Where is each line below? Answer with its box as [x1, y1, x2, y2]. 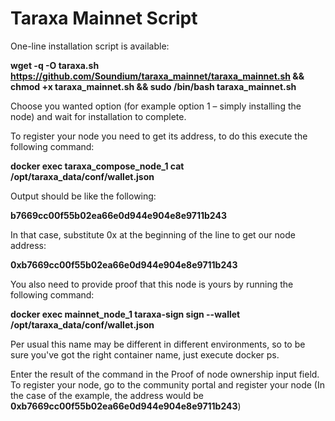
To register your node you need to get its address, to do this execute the [10, 130, 308, 142]
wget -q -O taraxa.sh [10, 59, 100, 71]
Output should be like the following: [10, 190, 157, 202]
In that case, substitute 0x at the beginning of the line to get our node [10, 228, 296, 241]
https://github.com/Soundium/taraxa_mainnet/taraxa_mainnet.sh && [10, 70, 305, 82]
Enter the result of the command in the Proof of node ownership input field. [10, 368, 320, 380]
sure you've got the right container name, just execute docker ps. [10, 348, 280, 361]
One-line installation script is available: [10, 40, 170, 52]
